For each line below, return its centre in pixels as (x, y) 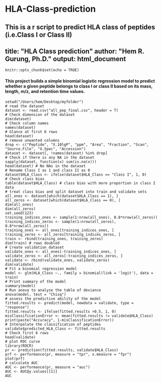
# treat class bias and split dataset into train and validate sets (76, 192)
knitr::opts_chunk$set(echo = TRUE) (42, 70)
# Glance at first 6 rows (31, 132)
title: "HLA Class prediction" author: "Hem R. (75, 51)
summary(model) (20, 286)
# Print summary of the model (36, 281)
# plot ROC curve (23, 341)
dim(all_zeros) (20, 209)
